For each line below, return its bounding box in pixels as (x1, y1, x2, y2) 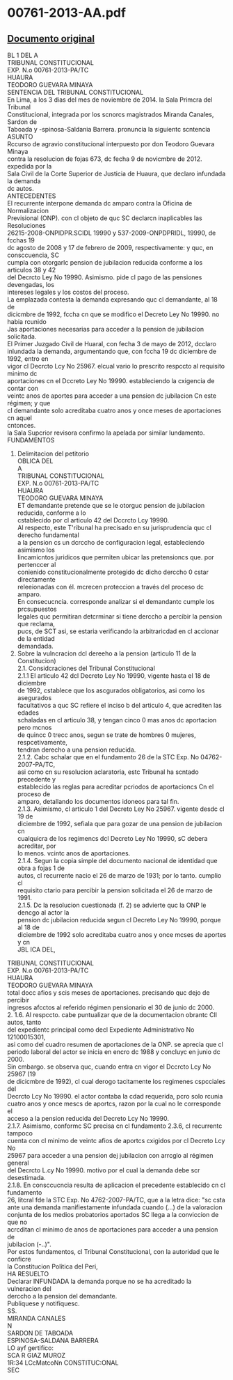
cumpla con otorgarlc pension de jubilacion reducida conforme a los (7, 258, 203, 266)
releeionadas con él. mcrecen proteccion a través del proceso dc (17, 583, 204, 591)
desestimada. (7, 1174, 47, 1181)
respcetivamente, (17, 738, 68, 746)
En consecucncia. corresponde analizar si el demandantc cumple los (17, 598, 215, 605)
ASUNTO (7, 132, 33, 141)
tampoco (7, 1129, 33, 1137)
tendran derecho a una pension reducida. (17, 745, 136, 754)
